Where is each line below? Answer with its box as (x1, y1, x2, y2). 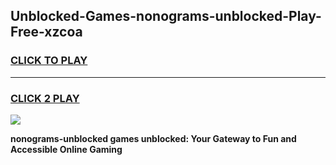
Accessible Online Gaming (10, 143, 123, 155)
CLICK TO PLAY (10, 54, 88, 68)
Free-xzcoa (10, 24, 83, 41)
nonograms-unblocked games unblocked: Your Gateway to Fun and (10, 132, 297, 144)
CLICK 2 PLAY (10, 91, 80, 105)
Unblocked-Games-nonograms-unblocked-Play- (10, 8, 322, 25)
